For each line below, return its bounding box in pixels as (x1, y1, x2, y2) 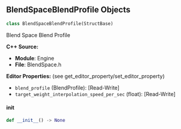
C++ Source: (6, 43, 39, 50)
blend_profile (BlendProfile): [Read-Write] (14, 84, 119, 91)
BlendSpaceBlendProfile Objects (6, 5, 131, 15)
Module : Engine (14, 54, 55, 62)
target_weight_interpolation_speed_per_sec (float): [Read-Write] (14, 90, 176, 97)
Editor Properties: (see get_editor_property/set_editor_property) (6, 72, 165, 79)
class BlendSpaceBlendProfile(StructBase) (6, 20, 113, 26)
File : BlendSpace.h (14, 61, 62, 68)
